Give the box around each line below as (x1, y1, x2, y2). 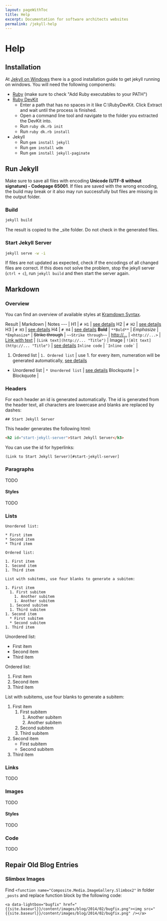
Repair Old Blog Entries (5, 860, 78, 869)
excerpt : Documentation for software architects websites (5, 17, 128, 22)
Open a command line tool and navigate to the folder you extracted (19, 112, 158, 118)
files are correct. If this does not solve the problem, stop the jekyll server (5, 265, 155, 271)
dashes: (5, 407, 21, 413)
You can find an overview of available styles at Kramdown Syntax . (5, 312, 141, 318)
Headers (5, 385, 26, 392)
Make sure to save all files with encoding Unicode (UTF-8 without (5, 178, 141, 184)
